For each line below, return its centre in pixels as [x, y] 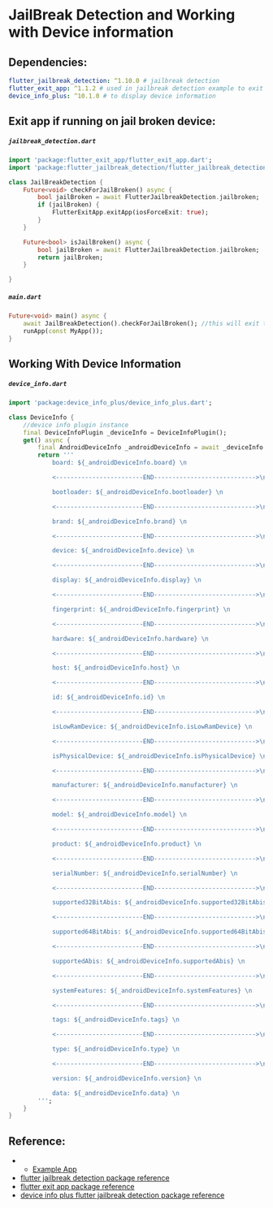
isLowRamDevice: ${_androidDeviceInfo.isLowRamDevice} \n [152, 726]
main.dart [25, 297]
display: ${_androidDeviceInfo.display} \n [126, 580]
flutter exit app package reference [77, 1187]
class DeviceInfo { [41, 417]
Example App [54, 1169]
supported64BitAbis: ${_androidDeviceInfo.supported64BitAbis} [161, 932]
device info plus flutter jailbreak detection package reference [122, 1195]
